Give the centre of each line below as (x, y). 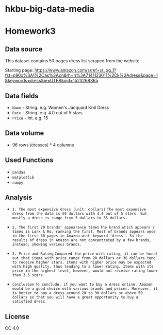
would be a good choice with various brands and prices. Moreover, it (85, 289)
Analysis (19, 198)
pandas (19, 172)
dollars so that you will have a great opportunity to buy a (75, 298)
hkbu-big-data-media (50, 9)
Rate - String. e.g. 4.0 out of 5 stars (47, 113)
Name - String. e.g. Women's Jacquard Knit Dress (60, 107)
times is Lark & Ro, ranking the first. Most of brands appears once (84, 232)
